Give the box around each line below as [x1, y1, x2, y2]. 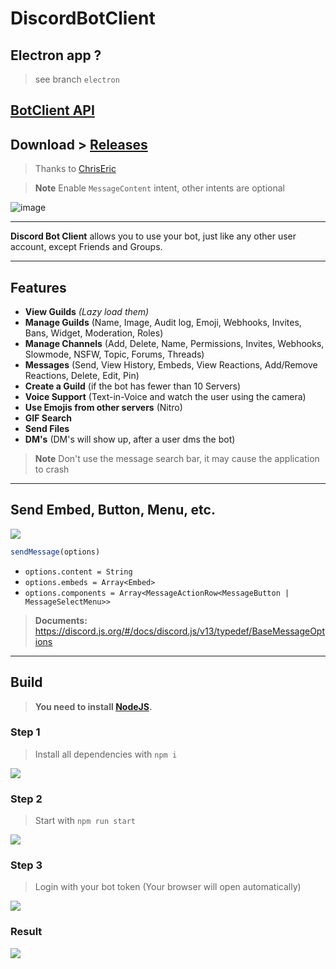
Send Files [24, 423, 70, 435]
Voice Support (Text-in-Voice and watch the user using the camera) [24, 391, 307, 403]
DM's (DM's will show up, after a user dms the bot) [24, 433, 236, 446]
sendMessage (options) [10, 547, 101, 557]
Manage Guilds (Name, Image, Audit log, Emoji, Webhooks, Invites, [24, 317, 302, 329]
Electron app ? [10, 47, 102, 64]
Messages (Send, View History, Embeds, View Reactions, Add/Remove [24, 359, 318, 371]
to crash [34, 463, 70, 476]
